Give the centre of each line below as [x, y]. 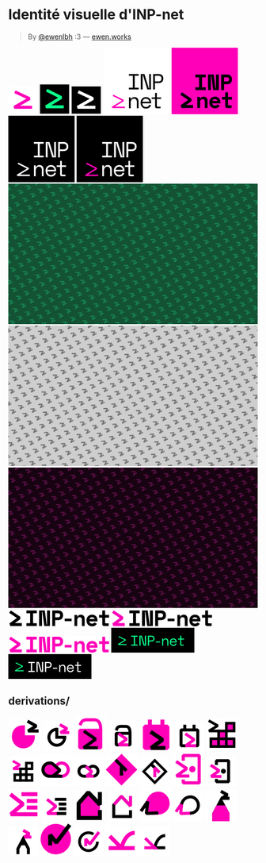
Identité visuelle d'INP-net [96, 15]
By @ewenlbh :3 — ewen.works [80, 37]
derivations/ [39, 701]
